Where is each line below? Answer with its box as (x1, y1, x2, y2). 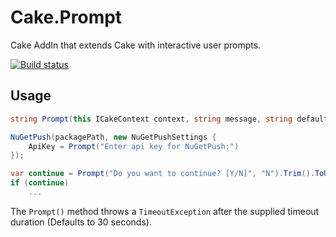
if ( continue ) (10, 178, 70, 188)
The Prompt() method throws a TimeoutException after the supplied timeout (10, 205, 320, 217)
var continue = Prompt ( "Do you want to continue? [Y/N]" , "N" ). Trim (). (10, 169, 315, 179)
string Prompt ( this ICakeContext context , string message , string (10, 114, 293, 124)
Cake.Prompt (10, 6, 123, 29)
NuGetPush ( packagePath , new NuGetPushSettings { (10, 132, 217, 142)
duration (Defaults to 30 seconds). (10, 216, 152, 228)
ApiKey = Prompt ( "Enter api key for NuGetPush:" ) (28, 141, 240, 151)
